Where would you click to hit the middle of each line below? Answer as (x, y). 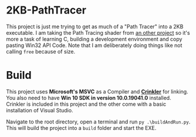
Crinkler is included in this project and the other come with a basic (86, 104)
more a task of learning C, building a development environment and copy (94, 39)
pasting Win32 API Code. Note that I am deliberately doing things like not (94, 45)
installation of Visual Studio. (40, 110)
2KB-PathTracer (46, 10)
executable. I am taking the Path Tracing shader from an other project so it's (98, 32)
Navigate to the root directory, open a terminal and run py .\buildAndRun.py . (98, 122)
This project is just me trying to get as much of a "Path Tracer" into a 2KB (95, 26)
